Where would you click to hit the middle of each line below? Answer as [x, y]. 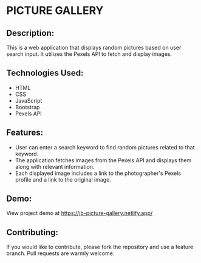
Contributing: [32, 232]
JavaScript [29, 100]
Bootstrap [27, 107]
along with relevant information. [55, 166]
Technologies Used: [45, 73]
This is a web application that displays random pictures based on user [94, 47]
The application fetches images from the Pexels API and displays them [103, 160]
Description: [30, 33]
